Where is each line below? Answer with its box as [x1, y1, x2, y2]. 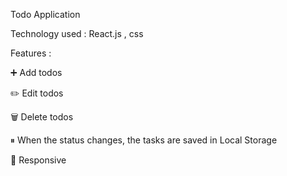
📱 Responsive [10, 154, 67, 166]
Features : [10, 47, 52, 59]
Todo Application [10, 9, 81, 20]
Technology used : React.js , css [10, 28, 144, 39]
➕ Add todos [10, 67, 63, 78]
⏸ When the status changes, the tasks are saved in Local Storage [10, 134, 278, 146]
